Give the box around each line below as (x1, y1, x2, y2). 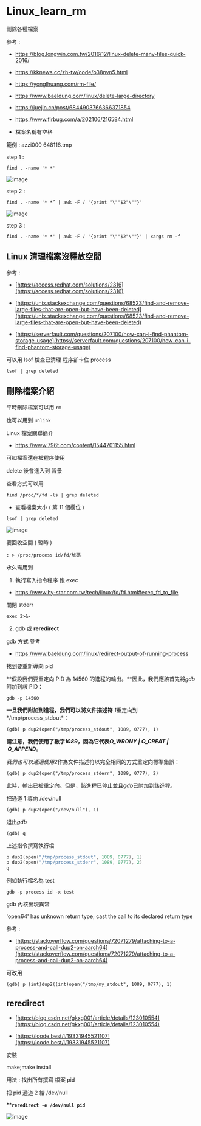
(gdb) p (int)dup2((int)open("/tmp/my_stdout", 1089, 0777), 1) (6, 981, 172, 988)
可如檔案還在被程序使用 (6, 454, 65, 461)
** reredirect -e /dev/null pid (6, 1101, 86, 1108)
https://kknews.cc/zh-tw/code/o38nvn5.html (15, 68, 128, 75)
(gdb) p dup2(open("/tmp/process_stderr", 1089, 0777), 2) (6, 770, 159, 776)
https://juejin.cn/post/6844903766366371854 (15, 103, 131, 111)
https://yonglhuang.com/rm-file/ (15, 80, 96, 88)
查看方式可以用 (6, 479, 44, 487)
